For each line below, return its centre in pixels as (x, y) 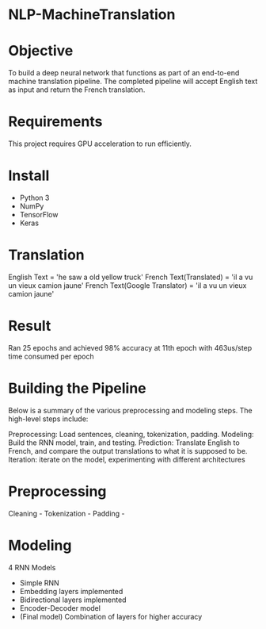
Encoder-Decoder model (60, 608)
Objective (41, 51)
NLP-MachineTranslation (92, 15)
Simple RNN (39, 583)
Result (30, 326)
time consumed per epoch (51, 356)
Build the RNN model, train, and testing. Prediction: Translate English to (124, 443)
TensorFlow (39, 215)
